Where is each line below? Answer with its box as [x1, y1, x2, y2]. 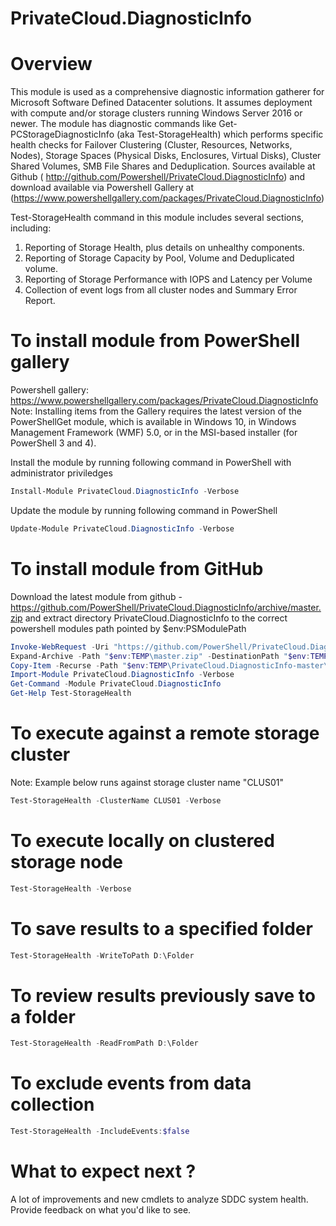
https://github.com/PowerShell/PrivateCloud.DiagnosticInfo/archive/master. [10, 601, 322, 613]
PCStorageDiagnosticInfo [10, 128, 115, 141]
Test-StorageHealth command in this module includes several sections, [10, 212, 305, 224]
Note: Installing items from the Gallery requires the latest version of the [10, 405, 302, 417]
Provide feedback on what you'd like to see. [10, 1204, 192, 1216]
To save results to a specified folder [10, 917, 313, 940]
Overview [10, 53, 93, 76]
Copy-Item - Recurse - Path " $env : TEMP [10, 660, 168, 671]
